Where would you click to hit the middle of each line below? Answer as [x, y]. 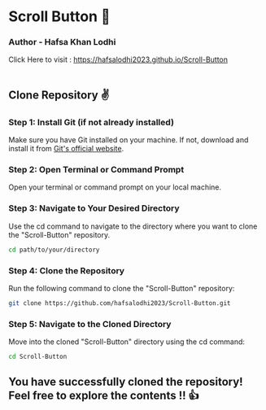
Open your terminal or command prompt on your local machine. [115, 187]
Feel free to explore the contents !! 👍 [104, 396]
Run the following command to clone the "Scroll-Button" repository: [122, 288]
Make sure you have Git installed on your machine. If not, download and [129, 140]
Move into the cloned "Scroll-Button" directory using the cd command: [127, 342]
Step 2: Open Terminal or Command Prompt [96, 170]
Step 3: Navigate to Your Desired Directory [94, 208]
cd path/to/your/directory [54, 250]
